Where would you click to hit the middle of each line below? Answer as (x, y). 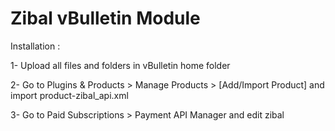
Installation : (35, 46)
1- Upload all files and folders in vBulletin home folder (120, 65)
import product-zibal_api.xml (69, 95)
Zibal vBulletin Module (105, 18)
